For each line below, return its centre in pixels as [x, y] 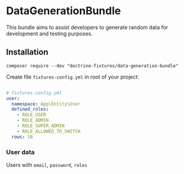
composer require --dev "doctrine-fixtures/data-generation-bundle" [92, 66]
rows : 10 [22, 137]
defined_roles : [30, 109]
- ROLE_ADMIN [33, 120]
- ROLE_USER [31, 115]
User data [20, 152]
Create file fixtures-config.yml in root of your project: [73, 77]
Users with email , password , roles [47, 165]
